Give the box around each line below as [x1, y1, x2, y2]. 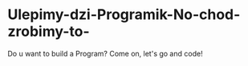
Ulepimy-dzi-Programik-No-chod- [7, 6, 241, 24]
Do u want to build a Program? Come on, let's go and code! [7, 49, 203, 58]
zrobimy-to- [7, 22, 90, 41]
